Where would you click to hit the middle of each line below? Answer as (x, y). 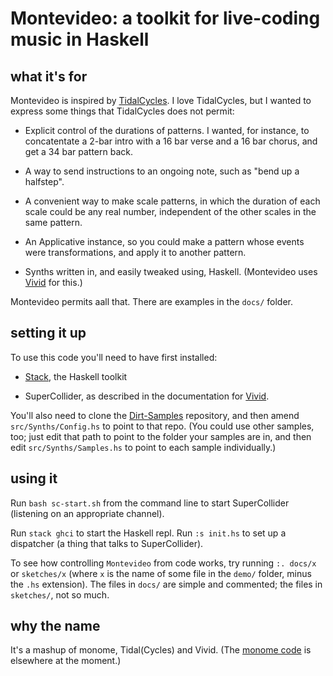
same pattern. (53, 222)
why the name (55, 626)
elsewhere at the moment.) (66, 661)
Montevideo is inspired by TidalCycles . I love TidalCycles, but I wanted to (161, 100)
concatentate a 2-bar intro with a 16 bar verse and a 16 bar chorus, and (171, 141)
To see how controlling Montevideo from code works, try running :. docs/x (163, 563)
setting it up (48, 333)
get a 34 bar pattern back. (79, 151)
